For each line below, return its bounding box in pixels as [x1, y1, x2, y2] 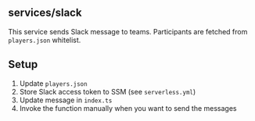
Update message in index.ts [19, 95, 113, 105]
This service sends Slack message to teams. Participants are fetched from [8, 27, 248, 36]
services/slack [8, 6, 82, 20]
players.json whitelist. [8, 35, 81, 44]
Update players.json [19, 78, 88, 88]
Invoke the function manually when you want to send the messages [19, 103, 237, 112]
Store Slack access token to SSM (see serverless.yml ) [19, 87, 196, 96]
